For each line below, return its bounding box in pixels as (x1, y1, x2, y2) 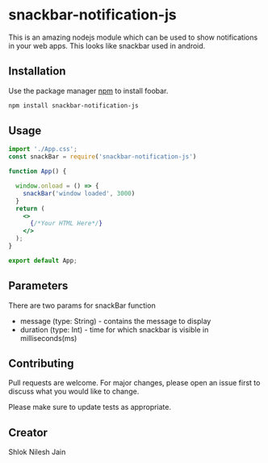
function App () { (8, 167, 67, 175)
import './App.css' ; (8, 145, 78, 154)
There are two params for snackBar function (8, 301, 156, 310)
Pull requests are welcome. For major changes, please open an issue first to (8, 378, 261, 388)
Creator (8, 426, 48, 440)
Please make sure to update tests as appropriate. (8, 402, 172, 412)
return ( (15, 204, 45, 213)
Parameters (8, 279, 69, 293)
